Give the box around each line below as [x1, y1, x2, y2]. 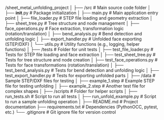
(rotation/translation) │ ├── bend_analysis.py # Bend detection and [5, 31, 142, 36]
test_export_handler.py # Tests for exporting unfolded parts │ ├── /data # [5, 73, 156, 78]
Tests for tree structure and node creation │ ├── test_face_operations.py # [5, 57, 158, 62]
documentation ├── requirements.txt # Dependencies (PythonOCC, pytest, [5, 104, 159, 110]
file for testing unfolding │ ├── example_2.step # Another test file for [5, 83, 146, 89]
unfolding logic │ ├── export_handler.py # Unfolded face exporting [5, 36, 142, 42]
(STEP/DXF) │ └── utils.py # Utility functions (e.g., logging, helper [5, 41, 140, 47]
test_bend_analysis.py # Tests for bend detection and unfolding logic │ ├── [5, 67, 159, 73]
